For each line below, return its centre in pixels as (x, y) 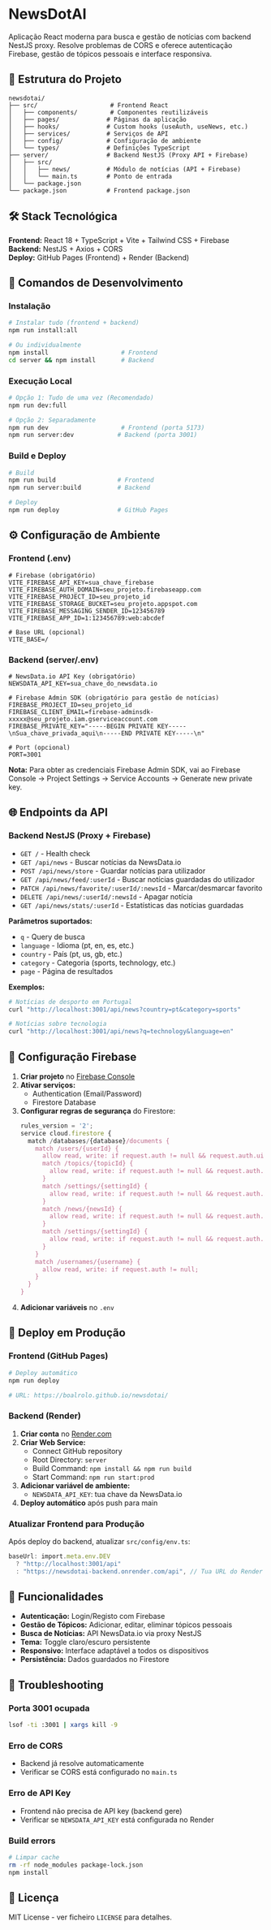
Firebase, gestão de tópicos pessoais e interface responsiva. (110, 54)
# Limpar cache (34, 1857)
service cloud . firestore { (66, 1133)
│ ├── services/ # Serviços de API (88, 134)
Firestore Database (64, 1102)
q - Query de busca (52, 937)
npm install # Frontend (83, 353)
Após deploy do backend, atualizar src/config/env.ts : (99, 1541)
